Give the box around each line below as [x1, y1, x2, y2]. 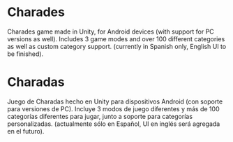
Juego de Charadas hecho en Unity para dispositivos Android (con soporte [7, 97, 223, 106]
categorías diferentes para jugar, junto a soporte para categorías [7, 112, 193, 120]
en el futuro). [7, 127, 45, 135]
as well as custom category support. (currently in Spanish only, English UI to [7, 42, 227, 50]
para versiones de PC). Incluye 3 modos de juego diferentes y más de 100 [7, 104, 220, 113]
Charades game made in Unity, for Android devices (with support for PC [7, 27, 214, 36]
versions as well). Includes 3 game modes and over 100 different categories [7, 34, 225, 43]
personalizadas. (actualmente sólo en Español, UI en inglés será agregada [7, 120, 220, 128]
